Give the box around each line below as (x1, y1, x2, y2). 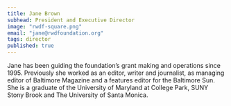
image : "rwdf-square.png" (7, 23, 82, 30)
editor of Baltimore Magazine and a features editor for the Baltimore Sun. (7, 76, 215, 84)
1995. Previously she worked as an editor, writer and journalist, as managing (7, 69, 225, 77)
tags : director (7, 36, 51, 43)
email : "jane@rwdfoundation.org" (7, 29, 104, 37)
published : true (7, 42, 54, 49)
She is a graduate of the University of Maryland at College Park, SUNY (7, 84, 209, 91)
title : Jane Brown (7, 10, 60, 17)
